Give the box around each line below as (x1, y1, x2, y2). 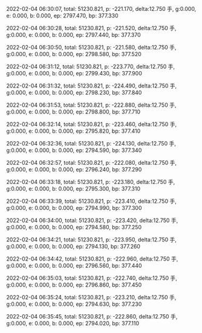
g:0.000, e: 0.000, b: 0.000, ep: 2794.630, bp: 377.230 (6, 300, 142, 308)
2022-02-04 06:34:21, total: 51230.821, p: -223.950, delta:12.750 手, (6, 236, 177, 243)
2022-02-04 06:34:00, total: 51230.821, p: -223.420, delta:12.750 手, (6, 217, 178, 224)
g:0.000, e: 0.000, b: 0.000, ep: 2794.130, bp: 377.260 (6, 243, 141, 250)
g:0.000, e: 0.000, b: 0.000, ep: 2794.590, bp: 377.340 (6, 147, 142, 154)
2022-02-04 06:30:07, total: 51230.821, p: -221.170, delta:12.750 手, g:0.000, (6, 5, 197, 12)
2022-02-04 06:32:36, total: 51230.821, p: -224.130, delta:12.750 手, (6, 140, 177, 147)
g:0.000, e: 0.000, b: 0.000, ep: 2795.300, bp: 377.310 (6, 185, 141, 192)
